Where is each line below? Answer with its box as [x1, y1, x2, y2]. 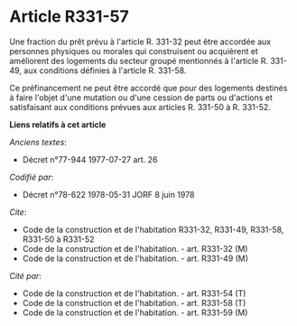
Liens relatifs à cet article [9, 119, 107, 130]
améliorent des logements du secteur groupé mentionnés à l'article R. [9, 55, 269, 66]
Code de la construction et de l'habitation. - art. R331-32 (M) [22, 243, 248, 254]
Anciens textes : [9, 136, 68, 147]
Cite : [9, 206, 27, 218]
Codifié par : [9, 172, 54, 182]
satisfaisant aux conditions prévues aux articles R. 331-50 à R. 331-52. [9, 101, 271, 112]
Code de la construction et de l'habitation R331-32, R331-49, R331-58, [22, 224, 284, 235]
